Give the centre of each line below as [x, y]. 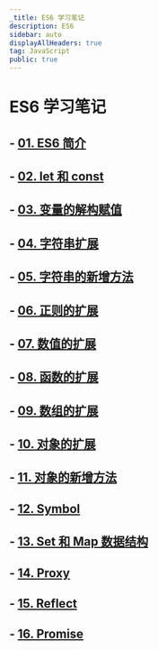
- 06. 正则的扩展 [54, 311]
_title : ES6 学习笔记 [47, 18]
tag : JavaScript [39, 51]
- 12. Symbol [45, 509]
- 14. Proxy [39, 573]
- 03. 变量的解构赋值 [66, 210]
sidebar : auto [36, 34]
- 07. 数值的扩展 [53, 343]
